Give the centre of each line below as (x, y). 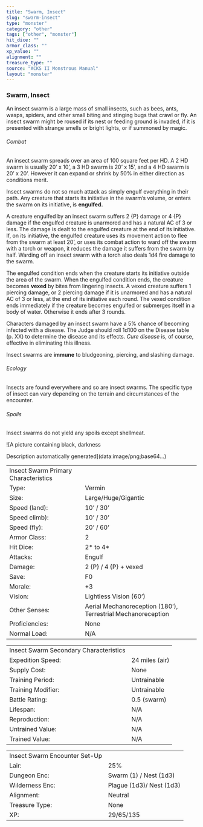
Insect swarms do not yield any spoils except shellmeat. (76, 433)
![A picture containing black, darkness (54, 445)
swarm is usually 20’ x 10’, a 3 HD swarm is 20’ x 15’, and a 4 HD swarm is (98, 167)
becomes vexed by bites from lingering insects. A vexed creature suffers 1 (99, 286)
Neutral (118, 795)
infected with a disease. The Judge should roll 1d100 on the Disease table (98, 330)
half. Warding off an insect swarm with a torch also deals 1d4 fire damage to (101, 255)
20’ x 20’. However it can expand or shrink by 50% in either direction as (95, 173)
